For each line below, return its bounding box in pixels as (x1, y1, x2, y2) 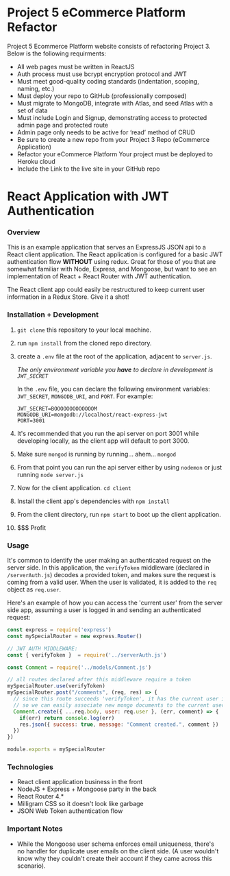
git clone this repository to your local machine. (16, 326, 152, 334)
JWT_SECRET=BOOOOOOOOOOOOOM (16, 405, 97, 412)
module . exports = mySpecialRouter (7, 746, 106, 753)
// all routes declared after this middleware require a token (7, 677, 192, 683)
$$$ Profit (16, 523, 47, 532)
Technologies (7, 762, 53, 772)
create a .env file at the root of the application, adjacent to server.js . (16, 352, 212, 361)
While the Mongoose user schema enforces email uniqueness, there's (16, 840, 214, 848)
